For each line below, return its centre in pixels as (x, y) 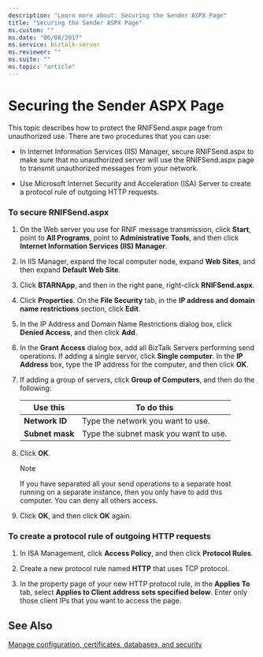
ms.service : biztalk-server (54, 45)
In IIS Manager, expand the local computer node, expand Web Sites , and (137, 261)
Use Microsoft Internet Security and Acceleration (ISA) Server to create (135, 183)
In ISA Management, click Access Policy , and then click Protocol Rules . (136, 554)
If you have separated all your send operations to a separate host (125, 483)
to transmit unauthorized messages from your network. (109, 168)
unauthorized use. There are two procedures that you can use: (109, 136)
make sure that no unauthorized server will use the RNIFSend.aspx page (137, 159)
